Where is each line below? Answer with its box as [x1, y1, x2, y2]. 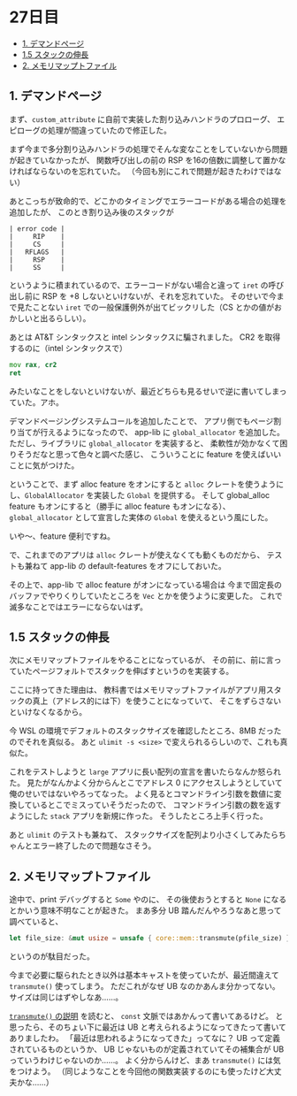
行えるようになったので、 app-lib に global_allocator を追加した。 [39, 426, 286, 437]
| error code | [9, 224, 65, 234]
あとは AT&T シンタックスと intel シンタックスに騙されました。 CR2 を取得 [9, 332, 281, 342]
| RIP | [9, 232, 65, 241]
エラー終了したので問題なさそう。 [32, 840, 156, 851]
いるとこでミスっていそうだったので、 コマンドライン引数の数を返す [32, 800, 282, 810]
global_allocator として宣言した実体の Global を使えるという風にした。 [9, 511, 273, 522]
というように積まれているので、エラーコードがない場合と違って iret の [9, 280, 269, 290]
